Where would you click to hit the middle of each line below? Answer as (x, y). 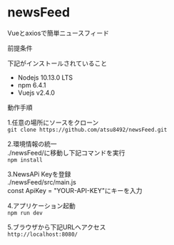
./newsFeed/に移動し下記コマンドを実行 (66, 152)
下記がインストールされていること (57, 63)
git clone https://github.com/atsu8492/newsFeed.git (87, 130)
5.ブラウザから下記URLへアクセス (57, 227)
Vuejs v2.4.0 (36, 93)
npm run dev (25, 213)
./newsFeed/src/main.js (42, 182)
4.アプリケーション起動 (42, 205)
